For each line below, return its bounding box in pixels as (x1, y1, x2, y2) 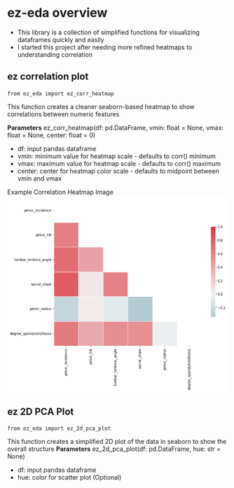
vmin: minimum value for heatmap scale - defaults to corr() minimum (17, 152, 216, 160)
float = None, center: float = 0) (7, 131, 96, 139)
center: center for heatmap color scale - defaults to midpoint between (17, 167, 219, 175)
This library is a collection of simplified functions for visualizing (17, 28, 200, 36)
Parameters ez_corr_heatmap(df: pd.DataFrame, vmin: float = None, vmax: (7, 123, 224, 132)
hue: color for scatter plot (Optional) (17, 473, 122, 482)
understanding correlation (17, 50, 93, 59)
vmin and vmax (17, 174, 62, 183)
